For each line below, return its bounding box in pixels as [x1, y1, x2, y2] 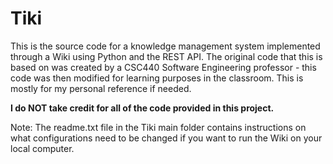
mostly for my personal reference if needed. [10, 82, 192, 94]
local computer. [10, 142, 75, 154]
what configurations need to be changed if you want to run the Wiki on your [10, 132, 323, 144]
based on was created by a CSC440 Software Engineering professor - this [10, 61, 317, 73]
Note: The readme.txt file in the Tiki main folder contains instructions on [10, 121, 307, 133]
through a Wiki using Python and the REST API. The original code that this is [10, 50, 323, 62]
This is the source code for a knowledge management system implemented [10, 40, 321, 52]
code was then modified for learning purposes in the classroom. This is [10, 72, 304, 84]
